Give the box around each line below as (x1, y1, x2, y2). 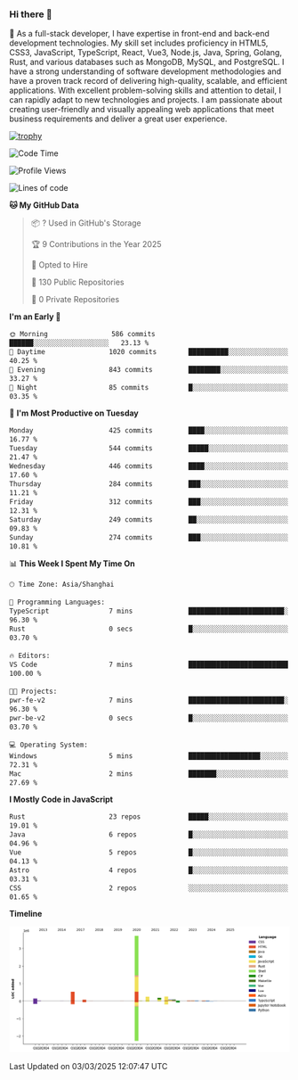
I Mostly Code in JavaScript (9, 794, 114, 805)
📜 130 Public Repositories (30, 276, 125, 288)
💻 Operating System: (9, 740, 89, 750)
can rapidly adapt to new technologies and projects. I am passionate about (9, 95, 283, 105)
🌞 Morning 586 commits (9, 330, 156, 339)
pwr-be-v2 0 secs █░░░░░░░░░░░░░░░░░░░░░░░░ (9, 713, 289, 723)
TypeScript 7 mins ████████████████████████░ (9, 606, 289, 616)
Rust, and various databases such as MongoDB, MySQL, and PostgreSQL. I (9, 57, 285, 68)
